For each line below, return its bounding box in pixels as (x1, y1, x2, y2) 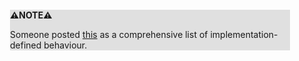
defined (10, 39, 42, 51)
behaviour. (43, 39, 88, 51)
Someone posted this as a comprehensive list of (10, 29, 209, 40)
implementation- (210, 29, 279, 40)
